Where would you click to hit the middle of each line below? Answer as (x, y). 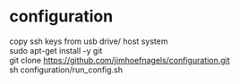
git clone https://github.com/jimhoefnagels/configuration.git (119, 60)
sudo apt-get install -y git (56, 50)
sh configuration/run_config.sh (66, 70)
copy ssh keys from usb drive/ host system (89, 41)
